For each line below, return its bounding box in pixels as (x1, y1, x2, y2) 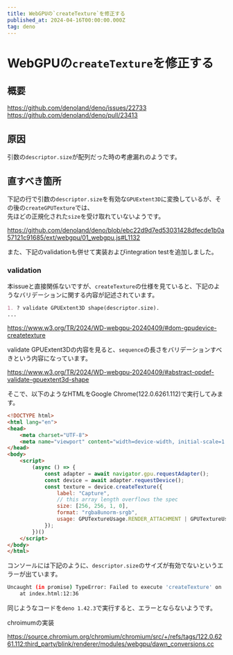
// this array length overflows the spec (56, 496, 178, 504)
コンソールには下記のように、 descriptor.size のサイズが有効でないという (7, 561, 218, 570)
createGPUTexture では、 (25, 204, 94, 212)
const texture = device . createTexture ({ (44, 483, 163, 490)
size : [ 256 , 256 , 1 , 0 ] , (56, 503, 129, 510)
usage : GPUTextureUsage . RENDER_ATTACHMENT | (56, 515, 188, 523)
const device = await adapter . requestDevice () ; (44, 476, 185, 483)
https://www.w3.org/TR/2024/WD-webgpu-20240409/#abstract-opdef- (7, 368, 215, 376)
